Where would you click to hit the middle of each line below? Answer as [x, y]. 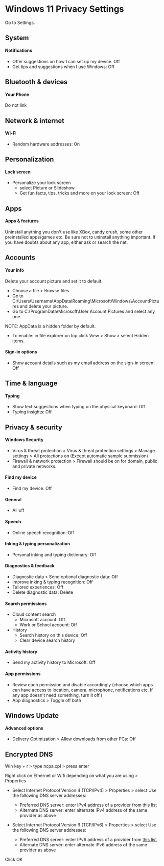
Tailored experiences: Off [38, 587]
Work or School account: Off [48, 625]
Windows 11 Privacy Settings [65, 9]
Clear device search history [47, 640]
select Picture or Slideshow [47, 188]
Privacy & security [34, 427]
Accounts [20, 258]
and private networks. [34, 466]
